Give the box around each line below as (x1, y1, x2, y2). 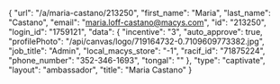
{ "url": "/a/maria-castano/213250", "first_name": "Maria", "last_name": (8, 8, 271, 18)
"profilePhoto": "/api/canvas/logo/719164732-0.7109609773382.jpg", (8, 36, 265, 46)
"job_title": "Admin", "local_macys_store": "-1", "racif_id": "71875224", (8, 46, 266, 56)
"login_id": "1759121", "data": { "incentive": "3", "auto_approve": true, (8, 27, 263, 37)
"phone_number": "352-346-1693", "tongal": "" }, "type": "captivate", (8, 55, 266, 65)
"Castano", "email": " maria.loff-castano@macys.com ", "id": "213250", (8, 17, 266, 28)
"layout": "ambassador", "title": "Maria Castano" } (8, 64, 193, 75)
